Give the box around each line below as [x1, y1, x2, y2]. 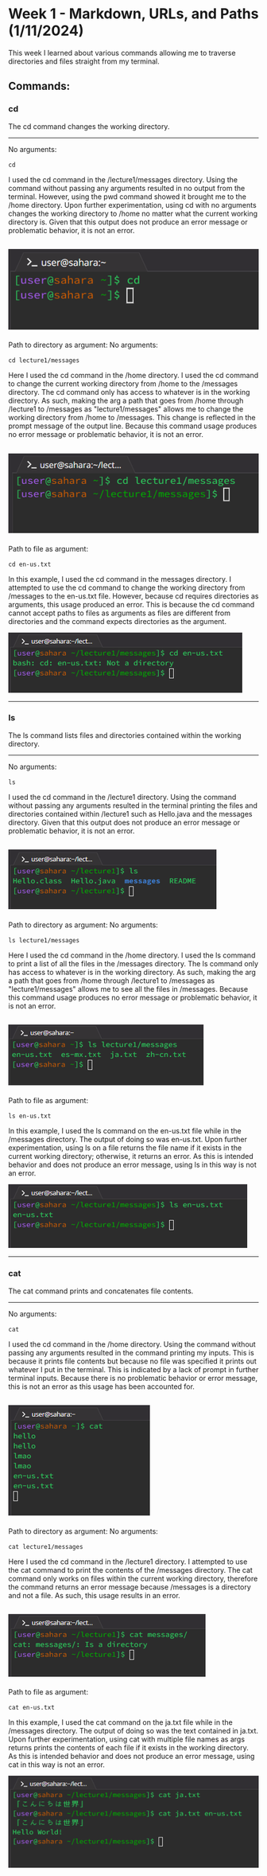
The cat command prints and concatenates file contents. [8, 1286, 194, 1296]
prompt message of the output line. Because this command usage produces [8, 421, 257, 431]
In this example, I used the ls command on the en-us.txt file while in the [8, 1126, 242, 1136]
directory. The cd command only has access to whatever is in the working [8, 388, 250, 397]
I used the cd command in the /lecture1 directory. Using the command [8, 792, 237, 801]
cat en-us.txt [8, 1704, 56, 1712]
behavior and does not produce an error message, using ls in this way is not [8, 1160, 257, 1170]
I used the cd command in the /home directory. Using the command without [8, 1339, 256, 1349]
